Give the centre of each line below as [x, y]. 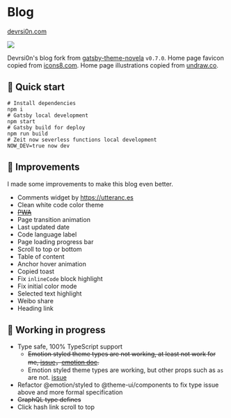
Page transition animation [54, 219]
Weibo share [35, 300]
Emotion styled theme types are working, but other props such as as [126, 370]
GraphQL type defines [49, 400]
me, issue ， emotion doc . [63, 362]
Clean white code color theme [61, 204]
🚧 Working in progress [56, 330]
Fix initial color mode [47, 286]
